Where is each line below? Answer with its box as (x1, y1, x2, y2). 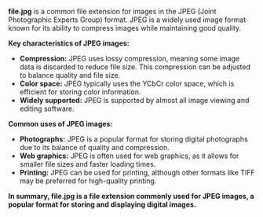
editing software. (19, 104, 75, 113)
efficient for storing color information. (19, 87, 141, 97)
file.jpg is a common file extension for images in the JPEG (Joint (8, 7, 217, 16)
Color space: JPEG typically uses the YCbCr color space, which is (19, 79, 235, 88)
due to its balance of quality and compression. (19, 143, 170, 152)
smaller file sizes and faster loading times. (19, 160, 156, 168)
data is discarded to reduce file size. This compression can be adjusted (19, 62, 251, 72)
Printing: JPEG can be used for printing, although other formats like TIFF (19, 168, 255, 177)
